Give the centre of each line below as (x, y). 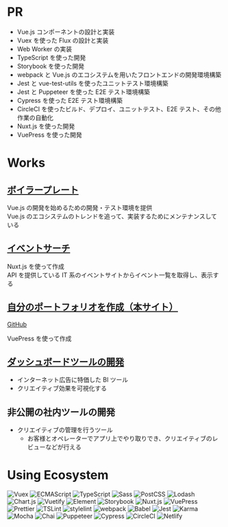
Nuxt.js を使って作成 (36, 266)
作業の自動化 (35, 117)
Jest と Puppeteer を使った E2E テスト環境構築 (84, 92)
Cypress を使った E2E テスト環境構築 (70, 100)
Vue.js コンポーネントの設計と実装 (66, 32)
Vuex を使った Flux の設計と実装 (63, 40)
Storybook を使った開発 (51, 66)
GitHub (17, 324)
